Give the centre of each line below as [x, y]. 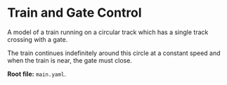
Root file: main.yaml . [37, 74]
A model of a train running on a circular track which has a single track [108, 32]
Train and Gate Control [74, 13]
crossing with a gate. [38, 39]
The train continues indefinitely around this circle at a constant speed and [114, 53]
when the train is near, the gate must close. [70, 60]
